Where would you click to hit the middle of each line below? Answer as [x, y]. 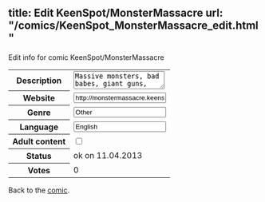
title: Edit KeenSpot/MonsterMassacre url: [116, 13]
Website [39, 98]
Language [39, 127]
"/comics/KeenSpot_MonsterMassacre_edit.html [134, 26]
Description [39, 81]
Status [39, 156]
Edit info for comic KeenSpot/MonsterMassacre [87, 57]
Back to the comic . [39, 190]
